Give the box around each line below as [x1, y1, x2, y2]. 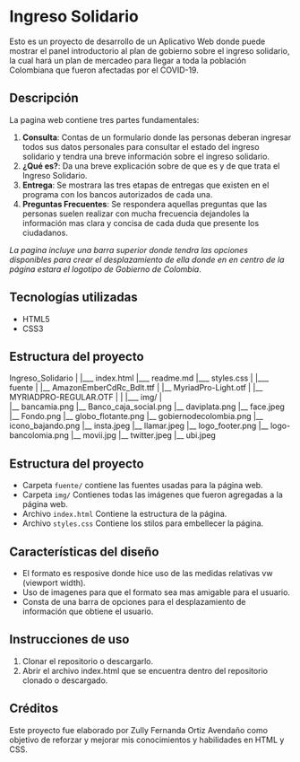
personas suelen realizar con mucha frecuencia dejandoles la [21, 208, 250, 219]
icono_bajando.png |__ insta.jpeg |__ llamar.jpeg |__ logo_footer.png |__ [9, 420, 269, 432]
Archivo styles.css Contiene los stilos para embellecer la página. [21, 518, 264, 529]
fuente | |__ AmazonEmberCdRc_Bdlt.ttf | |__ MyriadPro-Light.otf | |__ [9, 382, 263, 393]
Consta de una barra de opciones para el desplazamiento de [21, 597, 246, 607]
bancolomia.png [9, 430, 69, 441]
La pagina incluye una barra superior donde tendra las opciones [9, 244, 249, 255]
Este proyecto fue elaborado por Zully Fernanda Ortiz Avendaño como [9, 724, 269, 735]
